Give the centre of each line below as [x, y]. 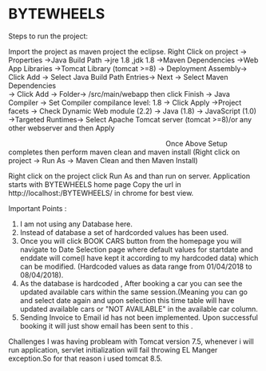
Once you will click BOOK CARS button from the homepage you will [131, 241]
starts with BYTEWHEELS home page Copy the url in [95, 184]
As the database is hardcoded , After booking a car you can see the [131, 283]
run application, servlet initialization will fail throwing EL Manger [113, 349]
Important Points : [38, 208]
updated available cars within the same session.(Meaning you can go [133, 292]
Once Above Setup [197, 143]
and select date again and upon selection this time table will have [127, 300]
